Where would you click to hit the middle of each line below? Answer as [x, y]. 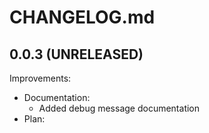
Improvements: [40, 78]
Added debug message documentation [119, 108]
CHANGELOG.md [82, 17]
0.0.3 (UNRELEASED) [76, 54]
